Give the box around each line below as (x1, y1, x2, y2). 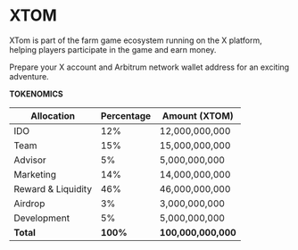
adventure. (9, 71, 49, 81)
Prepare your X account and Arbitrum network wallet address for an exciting (9, 62, 290, 72)
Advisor (13, 154, 46, 166)
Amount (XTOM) (161, 109, 234, 121)
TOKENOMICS (9, 88, 64, 99)
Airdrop (13, 197, 46, 210)
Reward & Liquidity (13, 182, 92, 195)
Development (13, 212, 70, 224)
